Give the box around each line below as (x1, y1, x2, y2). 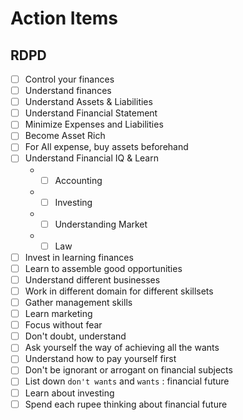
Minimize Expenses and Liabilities (24, 118, 164, 131)
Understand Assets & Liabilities (24, 96, 153, 108)
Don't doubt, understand (24, 330, 127, 342)
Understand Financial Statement (24, 107, 158, 119)
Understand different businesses (24, 273, 161, 286)
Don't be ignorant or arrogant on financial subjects (24, 364, 233, 376)
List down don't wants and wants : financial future (24, 375, 230, 387)
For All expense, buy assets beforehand (24, 141, 189, 153)
